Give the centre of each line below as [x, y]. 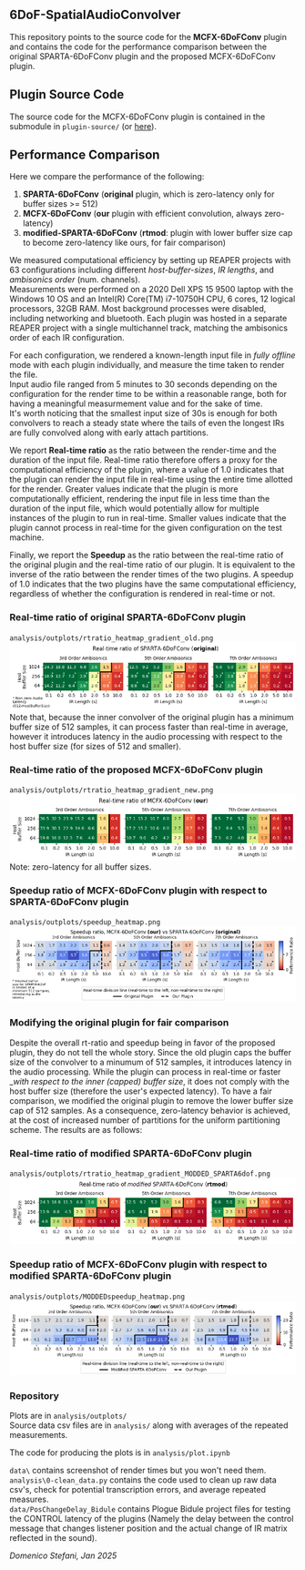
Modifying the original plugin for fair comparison [119, 1023]
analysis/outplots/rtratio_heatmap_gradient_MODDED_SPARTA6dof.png [140, 1174]
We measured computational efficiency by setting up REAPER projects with [150, 260]
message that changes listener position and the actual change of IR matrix [149, 1528]
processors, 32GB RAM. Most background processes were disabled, [138, 309]
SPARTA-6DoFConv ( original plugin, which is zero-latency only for [148, 194]
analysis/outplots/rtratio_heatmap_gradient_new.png [112, 790]
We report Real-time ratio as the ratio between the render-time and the [143, 451]
